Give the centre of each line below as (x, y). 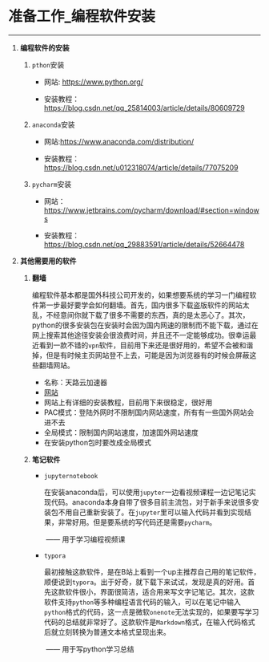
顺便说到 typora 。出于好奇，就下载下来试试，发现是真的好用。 (146, 582)
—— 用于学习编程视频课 (86, 539)
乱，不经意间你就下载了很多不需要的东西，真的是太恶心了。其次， (141, 315)
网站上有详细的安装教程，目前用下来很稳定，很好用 (128, 402)
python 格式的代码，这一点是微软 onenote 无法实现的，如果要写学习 (151, 611)
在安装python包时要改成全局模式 (98, 442)
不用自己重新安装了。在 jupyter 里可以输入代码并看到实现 (151, 512)
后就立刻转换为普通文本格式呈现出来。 (107, 632)
